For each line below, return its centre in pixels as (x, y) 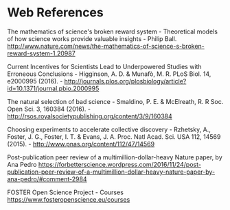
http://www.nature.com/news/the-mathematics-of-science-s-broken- (106, 46)
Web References (56, 13)
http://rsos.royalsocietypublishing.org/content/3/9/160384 (90, 116)
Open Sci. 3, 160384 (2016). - (49, 109)
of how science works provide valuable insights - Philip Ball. (92, 38)
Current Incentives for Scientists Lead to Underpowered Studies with (104, 66)
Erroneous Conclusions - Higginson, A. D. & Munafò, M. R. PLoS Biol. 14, (109, 74)
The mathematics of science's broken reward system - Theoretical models (113, 31)
